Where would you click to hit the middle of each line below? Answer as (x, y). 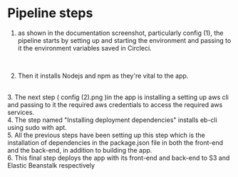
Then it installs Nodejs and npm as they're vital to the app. (103, 76)
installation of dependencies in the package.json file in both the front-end (115, 142)
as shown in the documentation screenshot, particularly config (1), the (120, 33)
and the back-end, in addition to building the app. (80, 150)
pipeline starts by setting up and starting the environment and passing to (124, 40)
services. (21, 112)
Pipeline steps (50, 13)
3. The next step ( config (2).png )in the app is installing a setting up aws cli (118, 97)
